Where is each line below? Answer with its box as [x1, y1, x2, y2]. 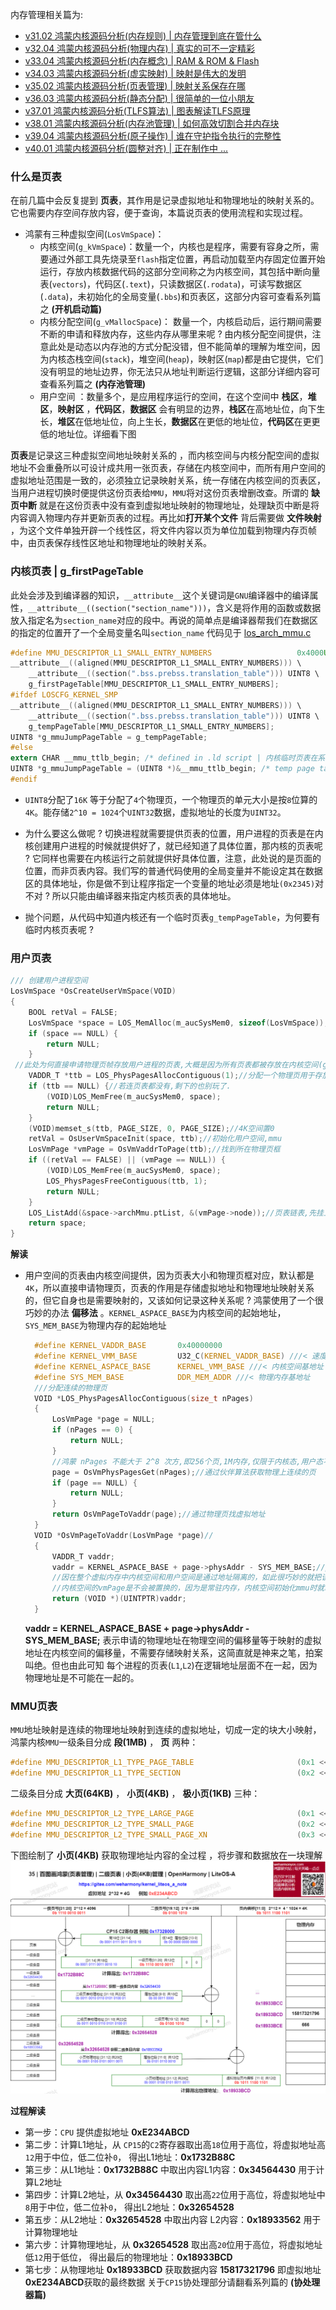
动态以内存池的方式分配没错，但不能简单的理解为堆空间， [74, 341, 312, 353]
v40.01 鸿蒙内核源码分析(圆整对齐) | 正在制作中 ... [24, 143, 229, 154]
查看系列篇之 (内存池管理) [39, 378, 147, 390]
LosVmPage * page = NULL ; [51, 1414, 156, 1425]
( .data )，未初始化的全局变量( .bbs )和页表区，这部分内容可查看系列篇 [39, 291, 322, 303]
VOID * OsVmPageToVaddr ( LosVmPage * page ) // [34, 1530, 214, 1540]
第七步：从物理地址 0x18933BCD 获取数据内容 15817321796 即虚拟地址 [24, 2263, 322, 2275]
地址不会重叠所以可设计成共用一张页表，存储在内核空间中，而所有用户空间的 [10, 462, 326, 474]
